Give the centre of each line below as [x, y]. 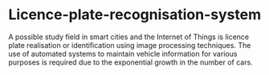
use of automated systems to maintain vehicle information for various [123, 53]
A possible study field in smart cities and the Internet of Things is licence [129, 37]
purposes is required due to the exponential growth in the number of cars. [130, 62]
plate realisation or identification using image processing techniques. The [130, 45]
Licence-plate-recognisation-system [135, 15]
